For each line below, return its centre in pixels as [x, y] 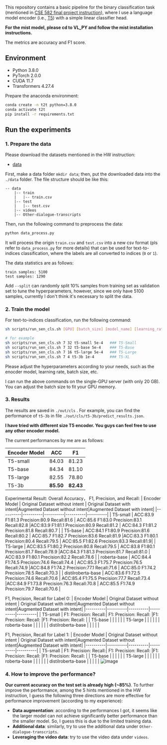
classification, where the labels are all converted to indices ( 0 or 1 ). [89, 253]
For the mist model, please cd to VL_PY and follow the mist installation [79, 27]
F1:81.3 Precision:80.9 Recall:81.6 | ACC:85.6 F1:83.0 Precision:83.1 [73, 520]
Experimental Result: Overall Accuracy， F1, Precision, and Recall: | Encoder [83, 498]
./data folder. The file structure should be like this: [57, 180]
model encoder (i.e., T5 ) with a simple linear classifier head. [66, 18]
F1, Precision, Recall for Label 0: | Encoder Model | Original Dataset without [82, 598]
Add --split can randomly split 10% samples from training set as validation [83, 286]
